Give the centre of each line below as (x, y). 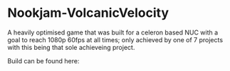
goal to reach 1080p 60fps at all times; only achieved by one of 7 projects (115, 39)
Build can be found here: (43, 60)
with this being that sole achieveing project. (71, 47)
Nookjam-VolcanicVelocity (88, 13)
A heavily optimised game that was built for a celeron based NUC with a (113, 32)
